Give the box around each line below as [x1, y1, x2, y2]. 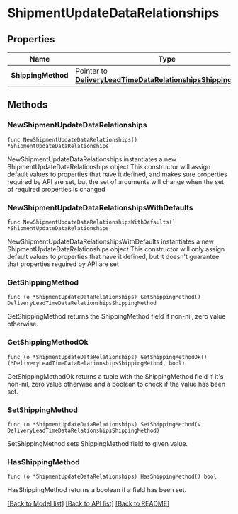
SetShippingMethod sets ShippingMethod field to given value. [7, 439, 188, 447]
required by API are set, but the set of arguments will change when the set [7, 177, 225, 185]
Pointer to [75, 66, 108, 76]
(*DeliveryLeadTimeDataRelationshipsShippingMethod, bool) [7, 360, 186, 367]
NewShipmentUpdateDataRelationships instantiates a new [7, 154, 177, 164]
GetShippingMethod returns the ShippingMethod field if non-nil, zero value [7, 312, 226, 321]
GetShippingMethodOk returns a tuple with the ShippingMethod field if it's [7, 372, 224, 380]
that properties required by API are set [7, 260, 119, 268]
